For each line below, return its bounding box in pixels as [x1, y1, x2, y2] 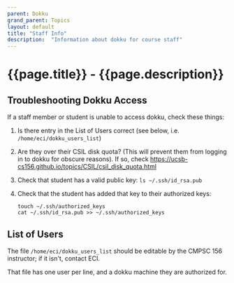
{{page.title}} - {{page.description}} [7, 67, 224, 83]
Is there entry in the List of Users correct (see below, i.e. [17, 127, 180, 135]
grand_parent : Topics [7, 17, 71, 24]
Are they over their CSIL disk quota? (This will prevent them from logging [17, 148, 227, 156]
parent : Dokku [7, 10, 49, 18]
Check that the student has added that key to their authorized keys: [17, 190, 212, 198]
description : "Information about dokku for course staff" [7, 36, 183, 43]
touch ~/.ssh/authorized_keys [17, 203, 106, 210]
